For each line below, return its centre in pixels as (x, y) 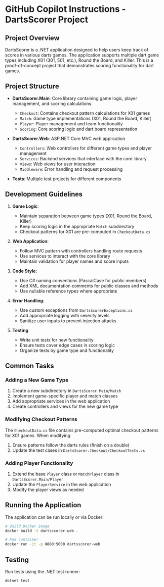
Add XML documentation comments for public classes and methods (89, 286)
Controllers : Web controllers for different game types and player (86, 148)
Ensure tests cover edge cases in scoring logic (67, 345)
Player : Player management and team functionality (71, 123)
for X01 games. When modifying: (38, 435)
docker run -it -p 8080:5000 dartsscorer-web (53, 544)
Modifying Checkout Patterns (41, 419)
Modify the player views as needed (48, 489)
